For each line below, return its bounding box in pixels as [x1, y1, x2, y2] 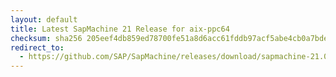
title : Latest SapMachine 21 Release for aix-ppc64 [10, 24, 230, 34]
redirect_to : [10, 42, 65, 53]
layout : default [10, 14, 78, 25]
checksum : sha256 [10, 33, 83, 43]
